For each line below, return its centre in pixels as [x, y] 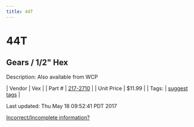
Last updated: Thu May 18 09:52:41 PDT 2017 [62, 106]
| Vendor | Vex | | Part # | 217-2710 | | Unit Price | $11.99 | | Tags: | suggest [97, 88]
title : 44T [20, 12]
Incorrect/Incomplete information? [48, 117]
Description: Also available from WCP [52, 77]
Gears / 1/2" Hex [37, 63]
